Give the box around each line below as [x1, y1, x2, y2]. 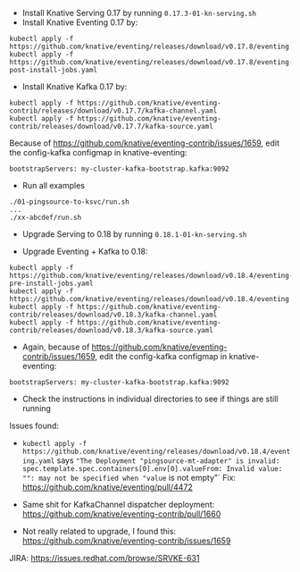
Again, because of [21, 341, 90, 352]
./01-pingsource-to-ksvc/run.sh [9, 198, 129, 206]
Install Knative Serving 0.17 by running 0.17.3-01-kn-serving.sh [21, 8, 257, 18]
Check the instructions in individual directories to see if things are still [21, 393, 279, 404]
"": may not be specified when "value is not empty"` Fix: [21, 473, 237, 483]
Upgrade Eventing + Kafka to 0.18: [21, 246, 148, 257]
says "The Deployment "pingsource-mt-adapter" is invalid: [56, 455, 280, 466]
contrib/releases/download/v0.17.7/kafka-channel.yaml [9, 106, 218, 115]
